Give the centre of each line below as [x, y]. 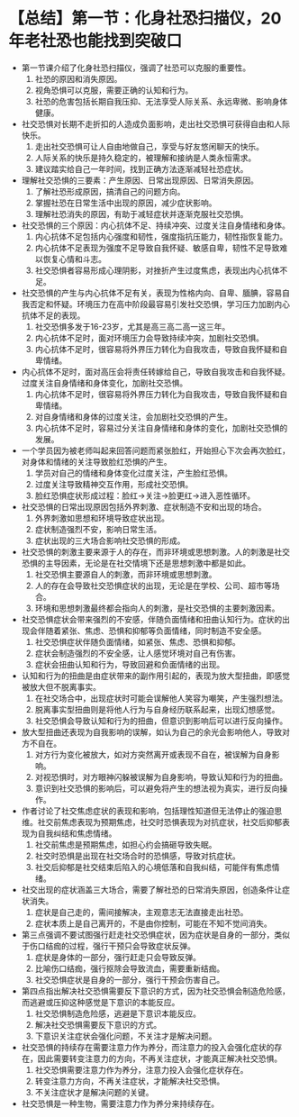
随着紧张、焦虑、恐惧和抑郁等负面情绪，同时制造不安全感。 [156, 631]
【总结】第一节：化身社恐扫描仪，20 [145, 18]
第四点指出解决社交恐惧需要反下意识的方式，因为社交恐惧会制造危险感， [155, 991]
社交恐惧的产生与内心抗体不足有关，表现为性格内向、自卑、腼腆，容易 [152, 293]
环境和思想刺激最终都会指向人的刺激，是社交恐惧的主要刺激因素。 [157, 608]
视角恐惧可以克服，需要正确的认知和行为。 [114, 90]
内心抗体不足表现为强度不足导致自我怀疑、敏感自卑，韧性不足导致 [157, 248]
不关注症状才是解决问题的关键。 [94, 1092]
